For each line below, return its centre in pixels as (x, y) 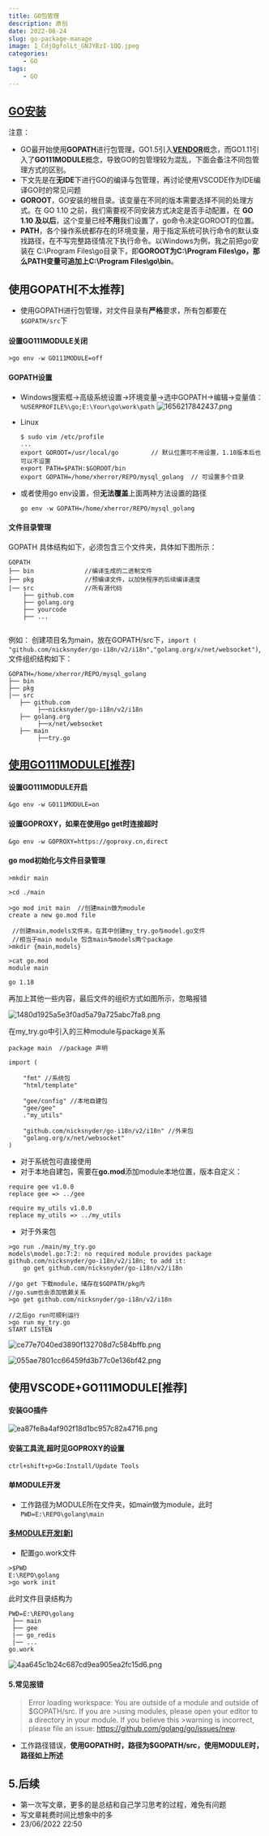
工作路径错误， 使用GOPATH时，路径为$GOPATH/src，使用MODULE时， (141, 1745)
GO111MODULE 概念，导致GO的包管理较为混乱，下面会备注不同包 (143, 160)
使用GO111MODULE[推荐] (72, 765)
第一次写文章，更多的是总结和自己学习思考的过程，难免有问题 (123, 1805)
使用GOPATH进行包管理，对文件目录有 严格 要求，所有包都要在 (123, 310)
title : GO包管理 (34, 16)
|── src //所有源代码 (66, 588)
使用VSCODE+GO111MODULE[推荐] (98, 1388)
